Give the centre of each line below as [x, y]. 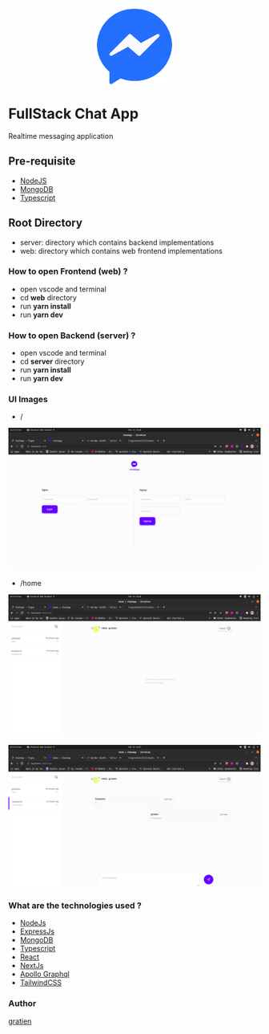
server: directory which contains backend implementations [117, 242]
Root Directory [45, 223]
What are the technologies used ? [75, 906]
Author [22, 1003]
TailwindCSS [41, 983]
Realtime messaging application [61, 136]
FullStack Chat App [73, 114]
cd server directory [52, 361]
